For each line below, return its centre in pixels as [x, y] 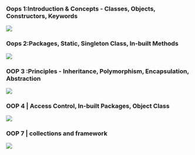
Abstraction [23, 78]
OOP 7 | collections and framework [57, 133]
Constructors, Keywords [42, 16]
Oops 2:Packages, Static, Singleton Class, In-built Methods [93, 44]
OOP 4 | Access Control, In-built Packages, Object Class [88, 106]
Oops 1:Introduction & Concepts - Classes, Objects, [81, 9]
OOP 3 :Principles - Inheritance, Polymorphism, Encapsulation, [97, 71]
